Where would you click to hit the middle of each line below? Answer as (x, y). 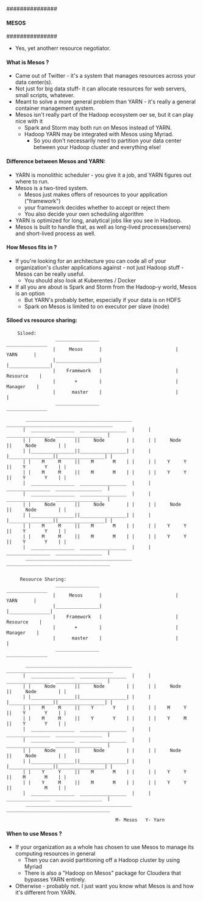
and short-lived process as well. (55, 233)
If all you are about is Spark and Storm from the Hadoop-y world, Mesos (106, 287)
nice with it (29, 121)
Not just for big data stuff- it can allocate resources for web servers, (101, 89)
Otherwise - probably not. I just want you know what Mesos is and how (104, 886)
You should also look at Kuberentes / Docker (80, 280)
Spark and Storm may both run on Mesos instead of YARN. (98, 128)
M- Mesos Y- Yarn (140, 820)
